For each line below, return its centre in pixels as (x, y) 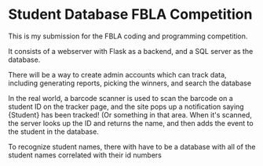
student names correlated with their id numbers (85, 155)
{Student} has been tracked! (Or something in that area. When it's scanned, (130, 114)
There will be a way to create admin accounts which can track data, (117, 74)
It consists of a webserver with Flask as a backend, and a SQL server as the (131, 51)
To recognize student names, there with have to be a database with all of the (132, 146)
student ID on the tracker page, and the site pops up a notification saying (126, 106)
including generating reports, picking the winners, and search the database (130, 83)
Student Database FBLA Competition (130, 14)
